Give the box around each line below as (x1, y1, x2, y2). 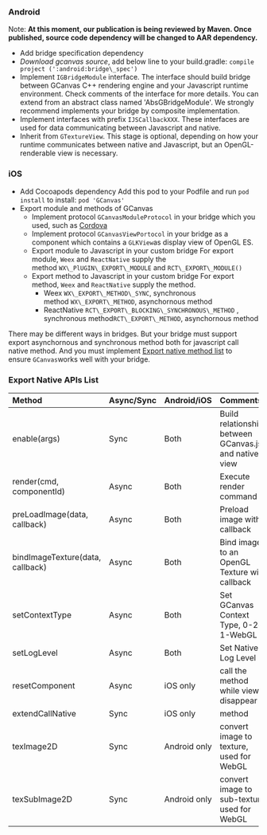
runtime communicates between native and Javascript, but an (19, 140, 222, 150)
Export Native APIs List (8, 374, 99, 385)
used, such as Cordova (31, 220, 108, 229)
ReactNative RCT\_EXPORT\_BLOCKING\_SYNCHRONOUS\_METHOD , (43, 305, 239, 315)
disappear (219, 695, 257, 706)
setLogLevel (12, 647, 58, 658)
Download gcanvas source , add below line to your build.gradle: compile (19, 57, 254, 66)
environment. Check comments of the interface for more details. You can (19, 89, 259, 99)
